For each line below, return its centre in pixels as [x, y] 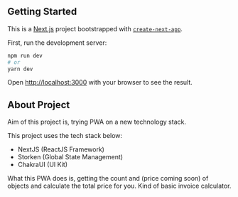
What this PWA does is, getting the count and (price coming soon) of [108, 179]
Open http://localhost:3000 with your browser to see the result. [100, 82]
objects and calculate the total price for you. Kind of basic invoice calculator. [119, 186]
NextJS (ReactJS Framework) [61, 149]
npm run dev [25, 55]
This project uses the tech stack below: [65, 136]
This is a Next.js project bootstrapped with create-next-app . [95, 28]
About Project [39, 105]
